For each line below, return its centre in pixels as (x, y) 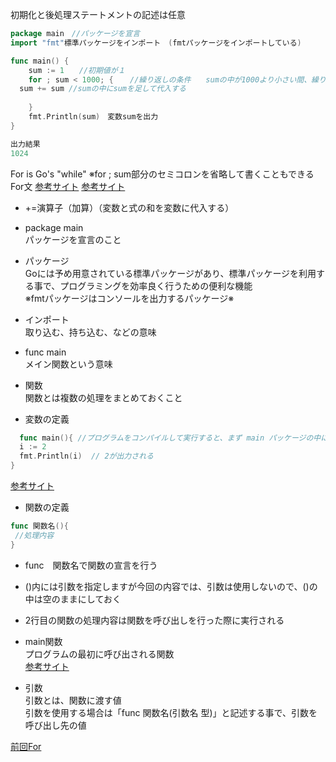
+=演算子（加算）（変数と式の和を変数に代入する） (129, 207)
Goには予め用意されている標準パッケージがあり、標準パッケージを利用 (170, 273)
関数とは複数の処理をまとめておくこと (103, 397)
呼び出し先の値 (55, 725)
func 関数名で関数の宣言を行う (91, 565)
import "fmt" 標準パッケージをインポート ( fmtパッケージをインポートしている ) (156, 43)
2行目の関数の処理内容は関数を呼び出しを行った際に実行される (154, 620)
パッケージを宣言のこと (73, 239)
